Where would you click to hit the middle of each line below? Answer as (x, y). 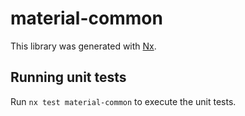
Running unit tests (68, 77)
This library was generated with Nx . (83, 46)
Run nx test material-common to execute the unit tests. (123, 101)
